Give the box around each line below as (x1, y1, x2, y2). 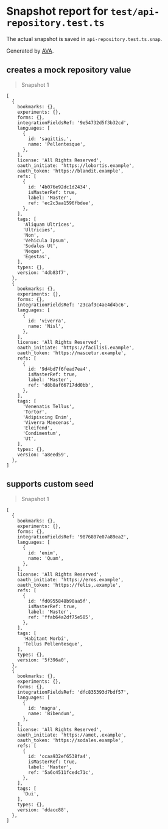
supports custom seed (6, 479, 94, 489)
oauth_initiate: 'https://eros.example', (17, 576, 124, 582)
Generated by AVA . (6, 47, 54, 54)
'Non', (22, 232, 40, 238)
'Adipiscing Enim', (22, 414, 72, 420)
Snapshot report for (6, 4, 108, 18)
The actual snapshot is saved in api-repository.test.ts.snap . (6, 35, 163, 42)
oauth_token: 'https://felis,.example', (17, 582, 121, 588)
